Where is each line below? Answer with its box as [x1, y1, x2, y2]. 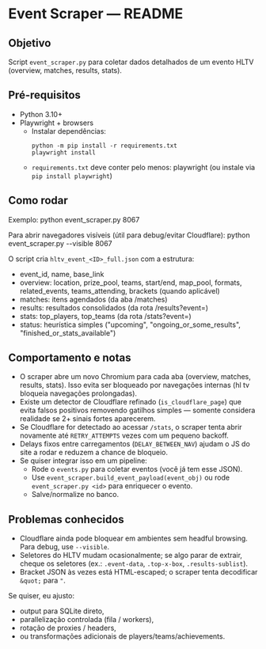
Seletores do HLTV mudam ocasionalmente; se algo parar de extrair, [19, 551, 243, 560]
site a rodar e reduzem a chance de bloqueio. [19, 448, 169, 457]
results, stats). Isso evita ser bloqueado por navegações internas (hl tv [19, 381, 250, 390]
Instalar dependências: [31, 126, 107, 135]
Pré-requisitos [8, 89, 82, 102]
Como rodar [8, 194, 69, 207]
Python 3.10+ [19, 109, 63, 119]
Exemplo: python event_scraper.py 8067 [8, 214, 140, 224]
